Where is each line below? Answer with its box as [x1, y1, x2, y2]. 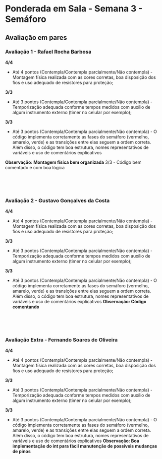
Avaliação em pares [5, 33, 67, 42]
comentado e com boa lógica [5, 164, 65, 170]
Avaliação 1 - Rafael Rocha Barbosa [5, 48, 92, 55]
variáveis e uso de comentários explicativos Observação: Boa [12, 438, 140, 444]
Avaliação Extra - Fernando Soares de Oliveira [5, 336, 118, 343]
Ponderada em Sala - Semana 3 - [5, 3, 143, 14]
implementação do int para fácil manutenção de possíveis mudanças [12, 443, 158, 449]
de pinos [12, 449, 31, 455]
